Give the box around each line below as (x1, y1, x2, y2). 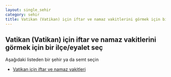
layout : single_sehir (5, 7, 51, 13)
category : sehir (5, 12, 40, 17)
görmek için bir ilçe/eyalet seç (5, 43, 103, 52)
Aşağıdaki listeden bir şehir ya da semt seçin (5, 56, 99, 63)
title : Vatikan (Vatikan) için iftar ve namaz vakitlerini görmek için (5, 17, 160, 22)
